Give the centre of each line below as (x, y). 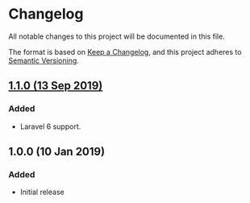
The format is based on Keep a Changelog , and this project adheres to (125, 52)
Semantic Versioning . (44, 60)
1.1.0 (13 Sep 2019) (56, 86)
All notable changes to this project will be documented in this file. (117, 36)
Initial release (42, 192)
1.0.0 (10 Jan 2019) (57, 152)
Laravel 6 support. (50, 126)
